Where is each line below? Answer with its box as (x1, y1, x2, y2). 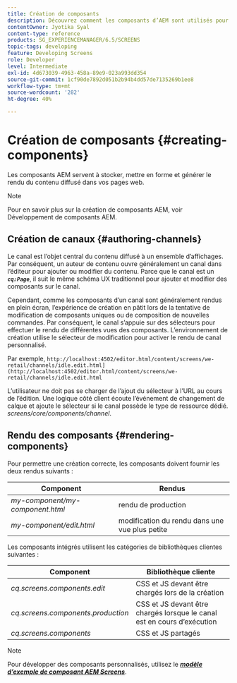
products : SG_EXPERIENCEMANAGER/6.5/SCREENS (7, 37, 140, 44)
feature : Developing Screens (7, 50, 93, 57)
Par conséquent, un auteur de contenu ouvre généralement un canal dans (7, 259, 222, 268)
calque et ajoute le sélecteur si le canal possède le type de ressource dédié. (7, 401, 229, 410)
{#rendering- (115, 430, 175, 442)
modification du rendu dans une (118, 516, 224, 526)
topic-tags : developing (7, 43, 78, 50)
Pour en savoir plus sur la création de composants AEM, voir (7, 205, 183, 214)
